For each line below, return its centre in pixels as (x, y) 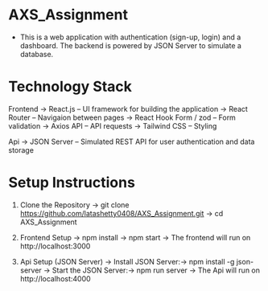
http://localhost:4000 (55, 278)
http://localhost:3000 (55, 246)
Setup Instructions (72, 183)
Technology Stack (70, 87)
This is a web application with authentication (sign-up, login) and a (130, 37)
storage (21, 150)
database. (37, 54)
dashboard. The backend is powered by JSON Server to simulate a (130, 45)
